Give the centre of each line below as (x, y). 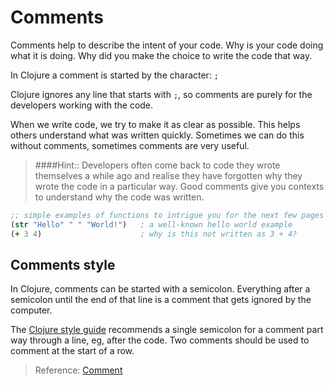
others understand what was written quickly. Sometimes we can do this (157, 135)
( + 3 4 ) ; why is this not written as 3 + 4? (154, 234)
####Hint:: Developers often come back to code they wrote (157, 165)
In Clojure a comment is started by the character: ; (115, 75)
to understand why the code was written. (119, 197)
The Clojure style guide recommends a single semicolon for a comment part (167, 330)
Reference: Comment (78, 370)
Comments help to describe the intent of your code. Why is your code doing (167, 45)
